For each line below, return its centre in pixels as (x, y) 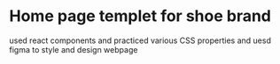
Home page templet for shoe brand (140, 16)
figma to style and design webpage (74, 49)
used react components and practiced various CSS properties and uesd (140, 40)
